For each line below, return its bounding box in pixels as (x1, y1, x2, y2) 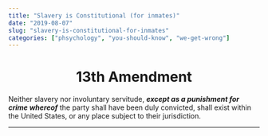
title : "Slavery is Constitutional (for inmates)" (8, 11, 180, 20)
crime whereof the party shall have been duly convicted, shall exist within (8, 103, 251, 112)
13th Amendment (75, 68, 193, 86)
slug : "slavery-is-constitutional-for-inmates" (8, 26, 170, 34)
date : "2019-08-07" (8, 19, 73, 27)
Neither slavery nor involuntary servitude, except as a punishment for (8, 95, 240, 104)
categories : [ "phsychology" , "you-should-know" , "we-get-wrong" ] (8, 33, 230, 42)
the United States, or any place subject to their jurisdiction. (8, 111, 202, 121)
